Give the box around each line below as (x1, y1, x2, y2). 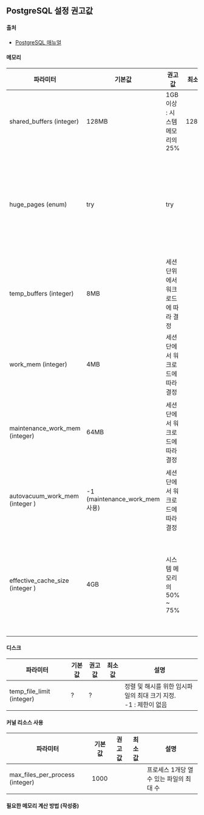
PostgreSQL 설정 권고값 (6, 5, 93, 16)
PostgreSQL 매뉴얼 (15, 38, 62, 46)
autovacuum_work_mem (9, 492, 79, 500)
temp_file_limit (9, 687, 50, 696)
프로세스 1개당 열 (146, 766, 194, 774)
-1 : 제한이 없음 (124, 700, 168, 708)
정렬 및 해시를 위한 (124, 682, 175, 690)
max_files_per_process (9, 771, 75, 779)
